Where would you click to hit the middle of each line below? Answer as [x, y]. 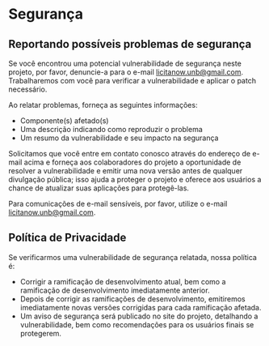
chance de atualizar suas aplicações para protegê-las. [99, 188]
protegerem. [41, 333]
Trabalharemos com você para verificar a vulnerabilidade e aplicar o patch [132, 81]
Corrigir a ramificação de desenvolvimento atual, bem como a [123, 281]
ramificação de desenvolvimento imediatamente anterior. [115, 290]
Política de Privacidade [67, 238]
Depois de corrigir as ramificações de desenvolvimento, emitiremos [132, 299]
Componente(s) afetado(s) [64, 121]
